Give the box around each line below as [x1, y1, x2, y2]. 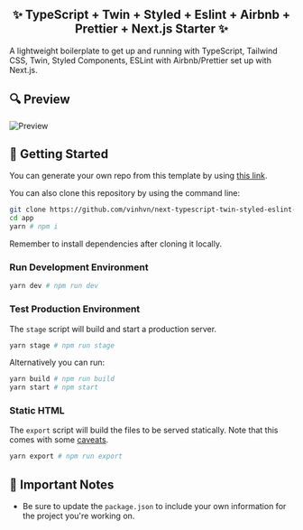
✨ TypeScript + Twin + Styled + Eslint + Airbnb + [12, 7, 291, 23]
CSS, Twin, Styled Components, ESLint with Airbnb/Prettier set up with [9, 54, 272, 66]
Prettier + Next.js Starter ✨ [75, 22, 228, 37]
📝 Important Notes [9, 477, 115, 492]
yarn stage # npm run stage [9, 340, 115, 350]
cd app [9, 214, 34, 223]
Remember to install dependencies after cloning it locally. [9, 238, 223, 249]
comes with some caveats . [9, 434, 109, 445]
